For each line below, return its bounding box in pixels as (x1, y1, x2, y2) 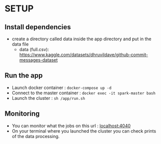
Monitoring (4, 110, 40, 118)
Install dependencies (4, 23, 71, 31)
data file (11, 41, 29, 47)
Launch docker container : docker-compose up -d (11, 84, 112, 90)
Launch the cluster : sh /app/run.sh (11, 95, 85, 101)
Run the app (4, 72, 43, 80)
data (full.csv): (19, 47, 49, 52)
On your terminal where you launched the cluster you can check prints (11, 128, 157, 134)
